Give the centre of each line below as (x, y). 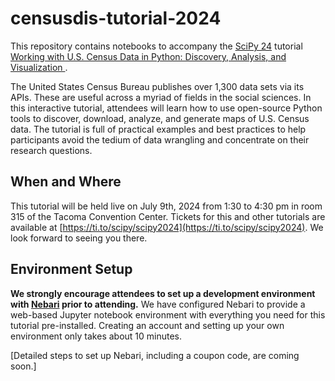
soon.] (23, 366)
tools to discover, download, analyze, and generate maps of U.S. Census (160, 118)
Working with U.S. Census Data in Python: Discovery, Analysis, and (148, 56)
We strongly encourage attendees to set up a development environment (163, 293)
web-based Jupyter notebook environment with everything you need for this (168, 314)
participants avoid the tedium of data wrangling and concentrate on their (160, 139)
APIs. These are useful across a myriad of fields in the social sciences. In (161, 97)
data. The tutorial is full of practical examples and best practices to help (158, 129)
